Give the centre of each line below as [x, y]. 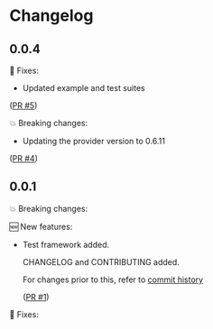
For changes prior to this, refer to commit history [113, 279]
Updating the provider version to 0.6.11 [93, 141]
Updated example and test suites [84, 88]
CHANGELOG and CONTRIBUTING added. [101, 261]
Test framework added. [66, 244]
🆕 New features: [41, 226]
